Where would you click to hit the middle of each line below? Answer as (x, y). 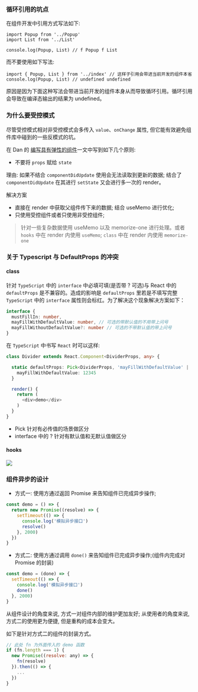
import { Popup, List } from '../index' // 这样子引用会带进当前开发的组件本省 (99, 74)
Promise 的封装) (34, 563)
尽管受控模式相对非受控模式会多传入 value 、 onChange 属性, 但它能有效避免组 (99, 129)
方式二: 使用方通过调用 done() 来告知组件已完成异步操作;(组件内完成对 (100, 555)
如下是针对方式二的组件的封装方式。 (50, 633)
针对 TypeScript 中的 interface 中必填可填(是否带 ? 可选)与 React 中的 (91, 285)
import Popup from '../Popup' (43, 35)
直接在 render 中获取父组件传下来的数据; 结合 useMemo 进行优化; (94, 207)
